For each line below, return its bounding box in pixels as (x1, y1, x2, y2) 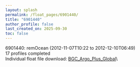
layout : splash (5, 7, 38, 13)
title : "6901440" (5, 17, 42, 22)
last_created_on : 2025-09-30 (5, 26, 67, 31)
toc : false (5, 31, 29, 36)
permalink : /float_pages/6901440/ (5, 12, 79, 17)
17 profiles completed (5, 50, 50, 56)
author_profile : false (5, 21, 53, 27)
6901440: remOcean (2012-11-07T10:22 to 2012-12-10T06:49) (5, 45, 136, 51)
